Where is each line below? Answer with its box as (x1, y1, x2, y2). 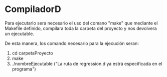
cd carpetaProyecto (12, 50, 53, 56)
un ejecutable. (5, 30, 35, 36)
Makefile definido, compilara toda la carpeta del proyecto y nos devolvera (5, 25, 157, 31)
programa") (12, 66, 36, 72)
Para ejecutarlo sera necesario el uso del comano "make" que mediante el (5, 20, 158, 26)
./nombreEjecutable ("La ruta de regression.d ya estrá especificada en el (12, 60, 162, 66)
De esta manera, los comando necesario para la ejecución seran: (5, 40, 139, 46)
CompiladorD (5, 3, 61, 15)
